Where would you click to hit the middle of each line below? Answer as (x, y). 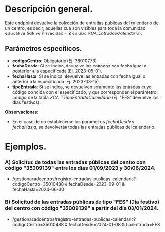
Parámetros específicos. (44, 49)
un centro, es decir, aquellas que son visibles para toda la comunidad (75, 28)
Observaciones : (22, 112)
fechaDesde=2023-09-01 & (97, 184)
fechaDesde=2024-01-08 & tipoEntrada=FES (114, 224)
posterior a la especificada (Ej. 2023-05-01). (57, 71)
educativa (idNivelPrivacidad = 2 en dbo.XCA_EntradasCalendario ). (74, 33)
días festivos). (26, 102)
